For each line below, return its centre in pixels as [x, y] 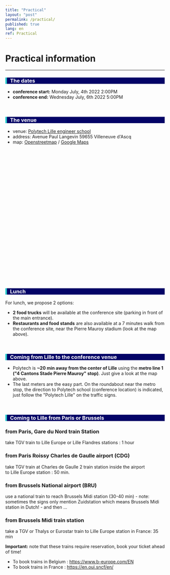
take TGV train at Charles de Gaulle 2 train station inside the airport [75, 466]
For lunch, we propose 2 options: [40, 303]
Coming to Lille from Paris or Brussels [57, 418]
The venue [23, 120]
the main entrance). [33, 318]
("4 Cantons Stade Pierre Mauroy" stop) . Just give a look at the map [85, 374]
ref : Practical [21, 33]
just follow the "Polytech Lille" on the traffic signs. [65, 395]
